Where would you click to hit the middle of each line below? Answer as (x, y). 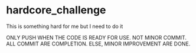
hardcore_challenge (56, 10)
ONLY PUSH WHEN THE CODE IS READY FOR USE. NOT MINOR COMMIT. (97, 37)
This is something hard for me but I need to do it (65, 26)
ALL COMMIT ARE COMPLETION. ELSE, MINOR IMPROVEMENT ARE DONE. (98, 44)
